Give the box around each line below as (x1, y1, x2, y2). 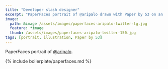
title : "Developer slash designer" (5, 7, 80, 12)
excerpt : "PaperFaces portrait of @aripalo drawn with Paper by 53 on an (5, 12, 163, 17)
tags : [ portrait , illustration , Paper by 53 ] (5, 35, 102, 40)
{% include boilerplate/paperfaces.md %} (5, 58, 92, 64)
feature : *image (10, 26, 44, 31)
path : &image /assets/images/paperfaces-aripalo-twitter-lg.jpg (10, 21, 147, 26)
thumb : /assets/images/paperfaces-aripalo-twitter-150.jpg (10, 30, 136, 35)
